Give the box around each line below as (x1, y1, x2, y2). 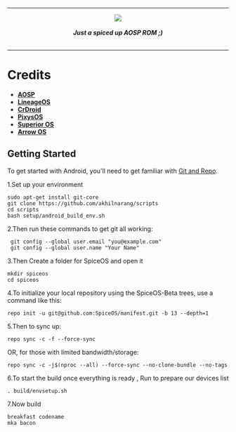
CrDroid (17, 105, 41, 113)
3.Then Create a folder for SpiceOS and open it (7, 256, 143, 265)
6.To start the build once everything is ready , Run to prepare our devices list (7, 374, 229, 382)
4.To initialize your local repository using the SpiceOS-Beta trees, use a (7, 289, 214, 297)
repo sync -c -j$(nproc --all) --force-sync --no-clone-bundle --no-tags (7, 361, 228, 369)
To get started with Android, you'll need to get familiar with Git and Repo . (7, 166, 218, 175)
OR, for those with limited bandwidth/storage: (7, 348, 139, 356)
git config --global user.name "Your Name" (10, 244, 140, 251)
